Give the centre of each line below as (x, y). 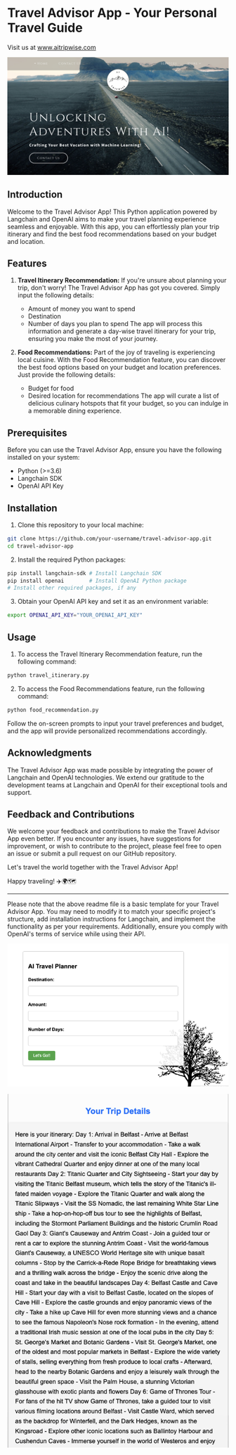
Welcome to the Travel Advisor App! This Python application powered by (112, 212)
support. (20, 792)
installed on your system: (44, 458)
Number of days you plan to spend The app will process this (115, 324)
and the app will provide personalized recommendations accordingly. (107, 731)
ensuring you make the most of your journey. (93, 339)
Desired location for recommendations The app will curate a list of (123, 396)
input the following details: (55, 295)
